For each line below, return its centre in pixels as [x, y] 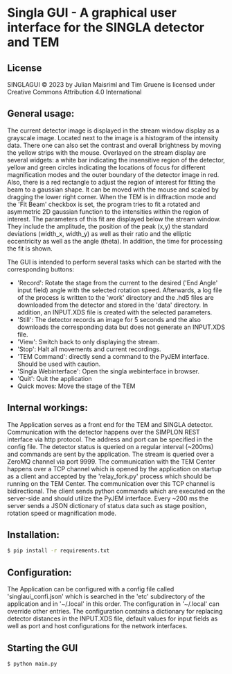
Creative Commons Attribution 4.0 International [74, 92]
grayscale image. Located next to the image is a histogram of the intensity [113, 137]
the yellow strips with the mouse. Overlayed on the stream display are [107, 152]
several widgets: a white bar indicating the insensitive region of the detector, [116, 160]
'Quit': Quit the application [54, 378]
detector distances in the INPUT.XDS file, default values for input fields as [113, 618]
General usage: [41, 113]
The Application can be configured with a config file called [91, 589]
